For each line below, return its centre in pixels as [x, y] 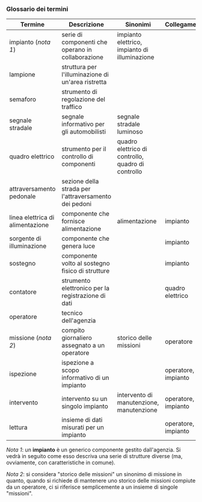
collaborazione [83, 57]
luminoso [130, 132]
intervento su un [84, 399]
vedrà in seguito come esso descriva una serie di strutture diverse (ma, [94, 456]
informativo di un [85, 378]
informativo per [83, 124]
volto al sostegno [86, 264]
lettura [19, 427]
